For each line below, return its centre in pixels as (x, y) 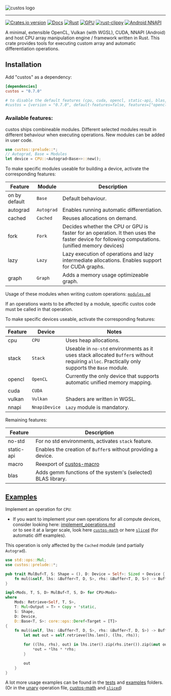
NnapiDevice (46, 407)
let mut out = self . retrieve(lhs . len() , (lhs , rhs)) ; (82, 635)
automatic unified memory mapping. (109, 383)
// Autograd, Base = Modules (36, 154)
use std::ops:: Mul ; (26, 560)
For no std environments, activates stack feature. (94, 441)
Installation (23, 65)
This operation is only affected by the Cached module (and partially (75, 545)
